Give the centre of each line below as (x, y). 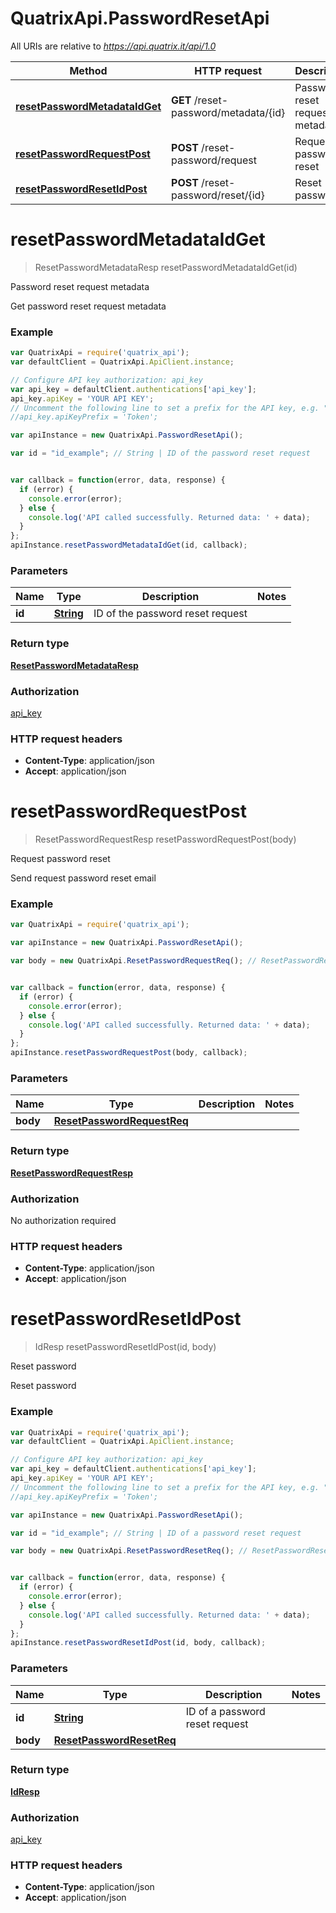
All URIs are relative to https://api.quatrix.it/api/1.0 (113, 46)
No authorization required (63, 1220)
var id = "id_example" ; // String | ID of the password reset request (160, 453)
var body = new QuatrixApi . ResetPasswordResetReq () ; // (129, 1551)
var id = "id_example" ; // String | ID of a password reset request (156, 1533)
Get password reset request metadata (88, 306)
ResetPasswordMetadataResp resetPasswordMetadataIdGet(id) (166, 267)
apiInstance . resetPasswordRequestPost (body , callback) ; (129, 1053)
